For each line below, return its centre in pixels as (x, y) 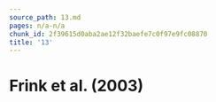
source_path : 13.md (45, 17)
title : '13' (31, 42)
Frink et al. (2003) (77, 86)
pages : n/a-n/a (37, 26)
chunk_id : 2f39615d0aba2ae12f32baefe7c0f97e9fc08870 (108, 34)
